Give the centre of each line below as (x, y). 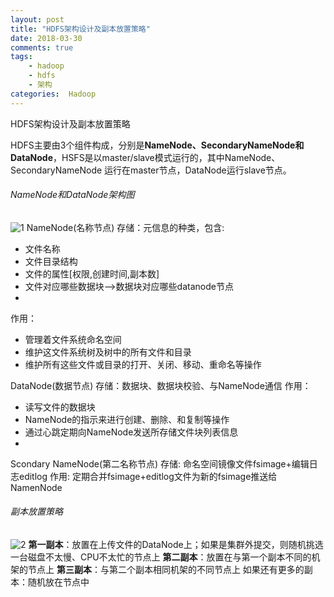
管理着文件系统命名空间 (73, 339)
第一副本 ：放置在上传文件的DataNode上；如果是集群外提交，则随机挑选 (176, 545)
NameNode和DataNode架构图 (72, 195)
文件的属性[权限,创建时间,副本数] (92, 273)
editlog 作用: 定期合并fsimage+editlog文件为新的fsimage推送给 (148, 476)
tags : (21, 57)
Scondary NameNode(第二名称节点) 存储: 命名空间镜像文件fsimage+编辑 (160, 463)
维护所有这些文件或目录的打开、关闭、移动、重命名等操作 (143, 364)
